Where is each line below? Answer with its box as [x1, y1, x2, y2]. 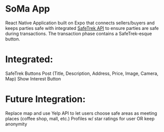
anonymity [5, 121, 27, 127]
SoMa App [5, 3, 50, 15]
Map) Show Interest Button [5, 75, 61, 81]
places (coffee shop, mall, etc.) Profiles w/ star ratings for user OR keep [5, 115, 155, 121]
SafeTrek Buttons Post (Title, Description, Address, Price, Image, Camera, [5, 70, 158, 76]
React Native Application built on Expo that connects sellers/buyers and [5, 20, 155, 26]
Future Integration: [5, 94, 86, 105]
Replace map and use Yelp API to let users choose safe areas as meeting [5, 110, 157, 116]
